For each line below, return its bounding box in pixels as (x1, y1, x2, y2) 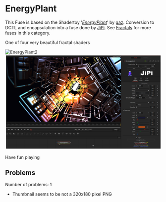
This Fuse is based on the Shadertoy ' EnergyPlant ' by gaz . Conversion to (5, 19, 155, 25)
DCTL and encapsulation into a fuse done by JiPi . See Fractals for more (5, 24, 151, 30)
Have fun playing (5, 154, 40, 160)
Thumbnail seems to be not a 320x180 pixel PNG (12, 191, 112, 197)
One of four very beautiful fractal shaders (5, 39, 90, 45)
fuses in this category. (5, 30, 51, 36)
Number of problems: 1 (5, 182, 52, 188)
